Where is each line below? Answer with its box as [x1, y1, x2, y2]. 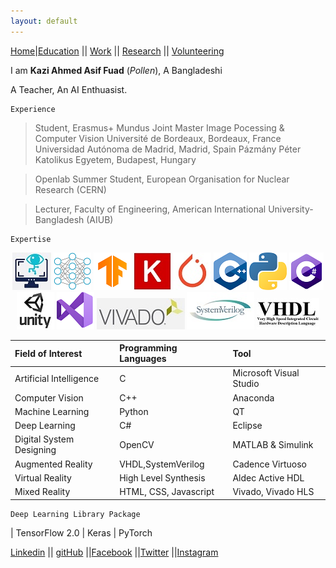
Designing [14, 444, 57, 456]
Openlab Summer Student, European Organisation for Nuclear [34, 173, 290, 185]
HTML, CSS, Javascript [119, 486, 215, 498]
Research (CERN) [34, 183, 107, 195]
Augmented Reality [14, 458, 93, 470]
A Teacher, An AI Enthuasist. [10, 83, 128, 95]
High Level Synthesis [119, 471, 206, 484]
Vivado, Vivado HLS [232, 486, 315, 498]
